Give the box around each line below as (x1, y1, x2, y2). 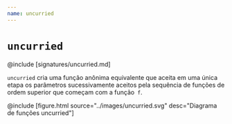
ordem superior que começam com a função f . (7, 87, 143, 96)
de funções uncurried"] (7, 108, 74, 117)
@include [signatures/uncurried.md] (7, 60, 111, 68)
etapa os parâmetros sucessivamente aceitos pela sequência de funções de (7, 81, 225, 89)
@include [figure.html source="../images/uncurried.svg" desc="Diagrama (7, 101, 217, 110)
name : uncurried (7, 10, 54, 17)
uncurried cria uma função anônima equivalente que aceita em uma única (7, 73, 218, 81)
